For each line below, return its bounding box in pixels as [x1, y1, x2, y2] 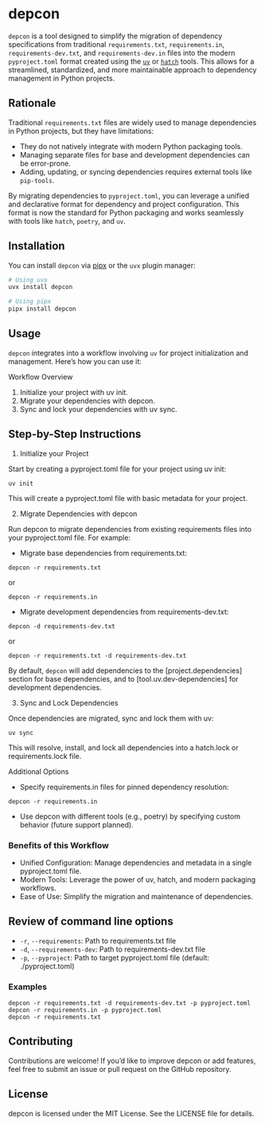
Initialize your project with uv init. [19, 387, 129, 397]
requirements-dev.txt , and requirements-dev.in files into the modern [8, 48, 236, 57]
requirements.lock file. [8, 751, 82, 760]
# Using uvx [8, 276, 48, 283]
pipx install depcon [8, 305, 77, 313]
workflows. [19, 883, 57, 893]
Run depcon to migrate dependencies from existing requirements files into [8, 524, 252, 534]
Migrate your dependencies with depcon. [19, 396, 155, 405]
